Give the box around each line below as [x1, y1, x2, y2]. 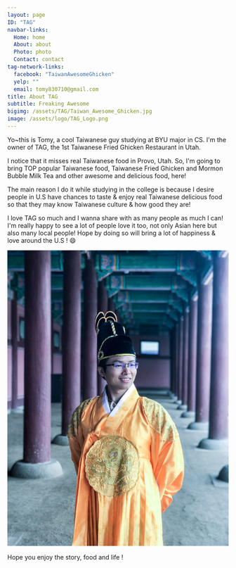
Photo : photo [13, 49, 52, 56]
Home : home [13, 34, 46, 41]
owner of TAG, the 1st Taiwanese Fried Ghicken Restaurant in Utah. [7, 143, 202, 151]
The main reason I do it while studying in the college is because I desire [7, 185, 214, 194]
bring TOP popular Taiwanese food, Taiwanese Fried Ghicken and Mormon [7, 164, 223, 172]
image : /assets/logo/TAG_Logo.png [7, 115, 109, 122]
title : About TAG [7, 93, 58, 100]
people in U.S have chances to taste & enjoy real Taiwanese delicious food [7, 192, 223, 201]
